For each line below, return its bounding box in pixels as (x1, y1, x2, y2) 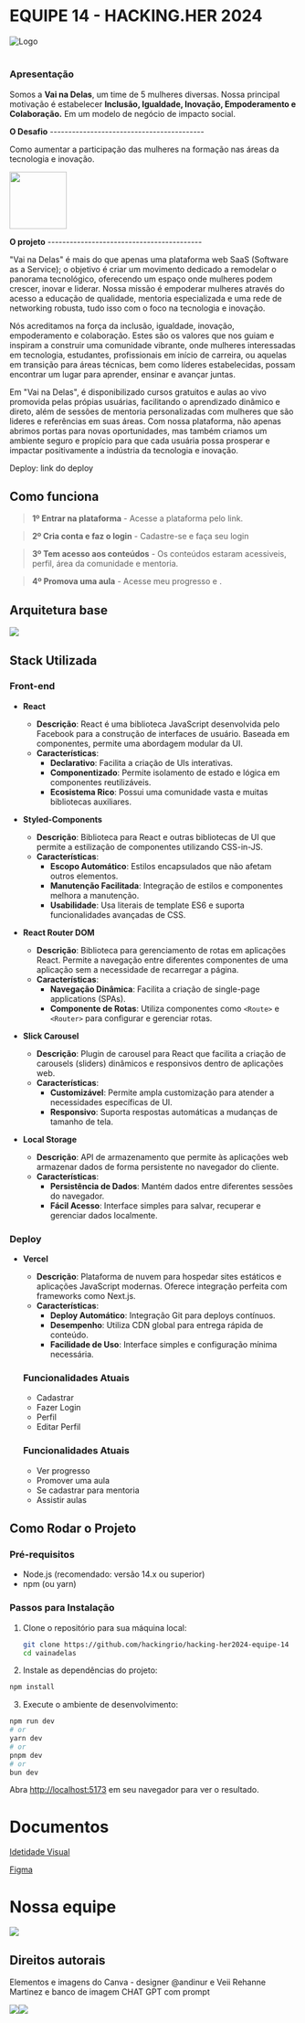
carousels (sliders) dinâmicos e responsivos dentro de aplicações (36, 1058, 284, 1069)
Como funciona (9, 488, 100, 504)
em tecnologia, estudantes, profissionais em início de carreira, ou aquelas (9, 349, 288, 360)
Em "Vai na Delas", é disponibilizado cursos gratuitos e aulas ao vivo (9, 386, 267, 398)
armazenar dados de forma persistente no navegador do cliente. (36, 1161, 279, 1172)
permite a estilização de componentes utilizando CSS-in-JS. (36, 841, 263, 852)
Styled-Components (22, 814, 103, 825)
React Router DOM (22, 927, 95, 938)
